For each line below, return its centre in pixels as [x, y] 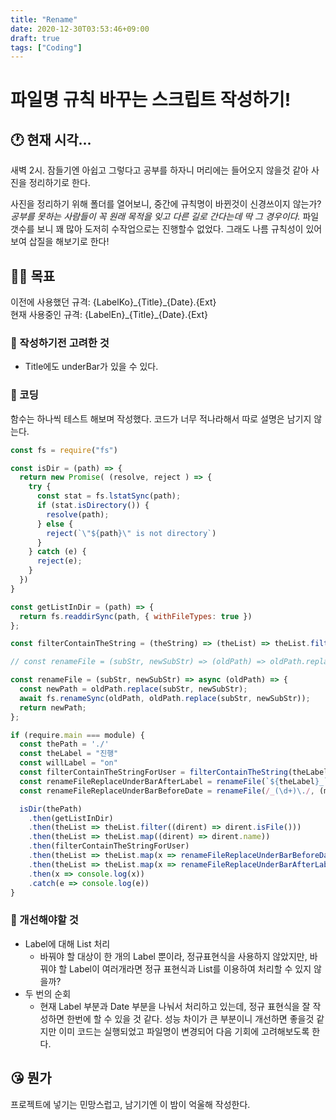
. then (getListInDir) [71, 818]
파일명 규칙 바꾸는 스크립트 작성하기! [151, 100]
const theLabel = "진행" [69, 754]
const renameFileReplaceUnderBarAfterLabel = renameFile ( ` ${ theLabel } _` [174, 781]
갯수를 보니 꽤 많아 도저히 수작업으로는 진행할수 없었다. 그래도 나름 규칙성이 [157, 229]
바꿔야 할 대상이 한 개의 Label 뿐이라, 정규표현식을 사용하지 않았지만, [173, 956]
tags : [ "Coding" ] [46, 47]
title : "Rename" [44, 19]
